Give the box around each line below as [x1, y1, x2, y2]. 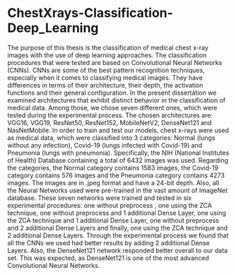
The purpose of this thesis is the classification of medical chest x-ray [7, 43, 208, 52]
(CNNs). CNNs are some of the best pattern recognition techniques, [7, 66, 205, 74]
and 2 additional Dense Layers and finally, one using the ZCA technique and [7, 223, 228, 232]
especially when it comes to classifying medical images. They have [7, 73, 203, 82]
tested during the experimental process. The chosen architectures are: [7, 111, 213, 119]
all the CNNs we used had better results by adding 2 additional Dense [7, 238, 210, 247]
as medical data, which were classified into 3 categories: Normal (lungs [7, 133, 216, 142]
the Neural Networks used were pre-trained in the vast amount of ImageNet [7, 186, 228, 194]
